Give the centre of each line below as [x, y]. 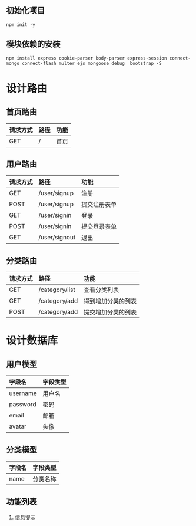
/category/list [57, 290]
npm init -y [21, 24]
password [23, 405]
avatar [18, 426]
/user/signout [57, 238]
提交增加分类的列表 [110, 313]
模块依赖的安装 [33, 44]
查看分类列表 [101, 290]
